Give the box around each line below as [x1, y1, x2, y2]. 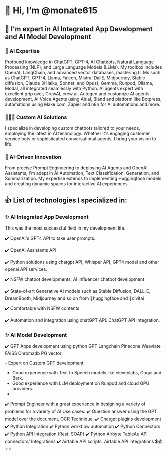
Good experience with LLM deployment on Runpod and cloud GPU [12, 380, 150, 386]
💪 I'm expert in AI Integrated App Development [5, 25, 153, 33]
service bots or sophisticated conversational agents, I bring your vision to [5, 136, 156, 142]
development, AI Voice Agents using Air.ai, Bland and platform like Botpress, [5, 96, 162, 102]
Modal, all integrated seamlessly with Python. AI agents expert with [5, 85, 144, 91]
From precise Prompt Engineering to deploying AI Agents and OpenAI [5, 165, 148, 171]
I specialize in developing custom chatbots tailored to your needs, [5, 125, 141, 131]
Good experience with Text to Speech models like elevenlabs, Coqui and [12, 370, 162, 376]
